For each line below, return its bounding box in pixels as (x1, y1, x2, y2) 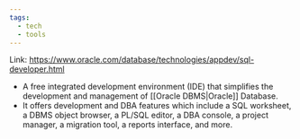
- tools (17, 30, 47, 39)
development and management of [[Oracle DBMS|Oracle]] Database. (22, 91, 279, 101)
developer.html (9, 64, 65, 74)
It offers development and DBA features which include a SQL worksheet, (22, 100, 292, 111)
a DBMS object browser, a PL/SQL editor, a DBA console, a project (22, 109, 268, 121)
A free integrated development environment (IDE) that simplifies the (22, 82, 274, 92)
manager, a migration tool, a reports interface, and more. (22, 119, 232, 130)
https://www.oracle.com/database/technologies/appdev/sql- (29, 55, 255, 65)
